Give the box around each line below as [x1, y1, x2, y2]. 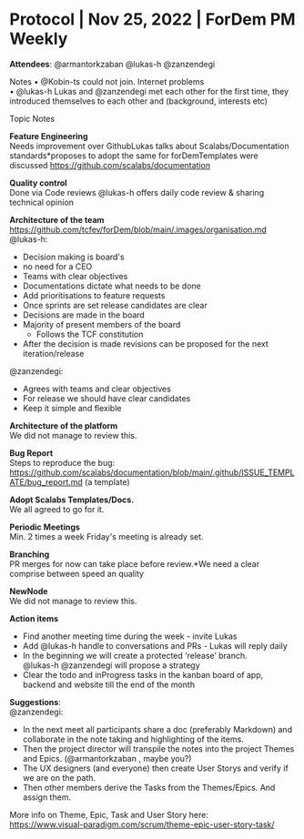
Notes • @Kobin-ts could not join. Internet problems [9, 76, 205, 86]
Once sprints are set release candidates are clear [22, 299, 208, 310]
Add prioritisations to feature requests [22, 289, 166, 300]
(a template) [85, 476, 130, 487]
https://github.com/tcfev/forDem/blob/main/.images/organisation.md [9, 224, 267, 235]
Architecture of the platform [9, 419, 118, 431]
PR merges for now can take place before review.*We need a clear [9, 558, 260, 569]
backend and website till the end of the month [22, 679, 196, 690]
